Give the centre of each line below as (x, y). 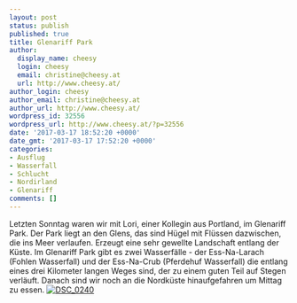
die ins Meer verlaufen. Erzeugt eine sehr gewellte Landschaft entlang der (144, 242)
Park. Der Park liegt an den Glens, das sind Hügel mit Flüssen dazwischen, (145, 233)
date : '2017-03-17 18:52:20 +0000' (75, 133)
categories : (31, 149)
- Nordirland (33, 183)
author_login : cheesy (49, 91)
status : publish (39, 26)
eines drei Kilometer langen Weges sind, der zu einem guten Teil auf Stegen (148, 270)
